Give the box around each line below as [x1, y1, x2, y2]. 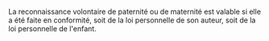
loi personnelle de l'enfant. [8, 24, 97, 33]
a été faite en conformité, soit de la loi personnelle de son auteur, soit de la [8, 15, 256, 25]
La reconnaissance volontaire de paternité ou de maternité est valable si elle [8, 7, 262, 16]
